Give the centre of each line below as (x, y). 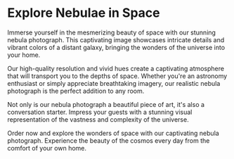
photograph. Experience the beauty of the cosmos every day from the (109, 140)
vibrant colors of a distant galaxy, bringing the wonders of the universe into (116, 47)
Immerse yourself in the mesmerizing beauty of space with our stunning (112, 32)
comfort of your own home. (47, 148)
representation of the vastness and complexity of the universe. (98, 119)
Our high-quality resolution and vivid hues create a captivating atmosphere (116, 68)
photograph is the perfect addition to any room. (76, 91)
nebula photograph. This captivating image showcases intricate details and (116, 39)
